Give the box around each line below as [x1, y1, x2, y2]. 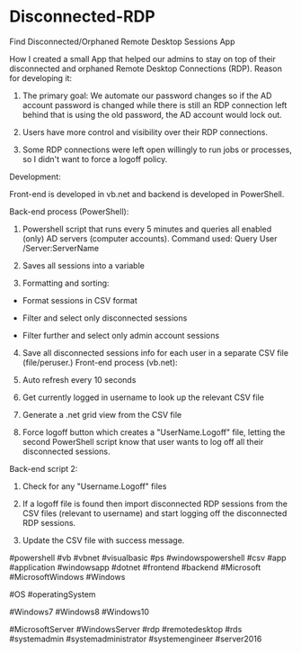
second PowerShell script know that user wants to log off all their [22, 436, 264, 447]
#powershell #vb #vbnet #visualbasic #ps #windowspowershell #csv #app [9, 552, 287, 563]
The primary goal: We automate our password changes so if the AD [22, 90, 272, 101]
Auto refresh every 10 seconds [22, 374, 137, 385]
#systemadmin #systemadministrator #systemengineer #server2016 [9, 633, 262, 644]
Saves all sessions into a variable [22, 259, 146, 271]
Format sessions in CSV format [22, 295, 137, 305]
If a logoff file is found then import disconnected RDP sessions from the [22, 498, 288, 509]
